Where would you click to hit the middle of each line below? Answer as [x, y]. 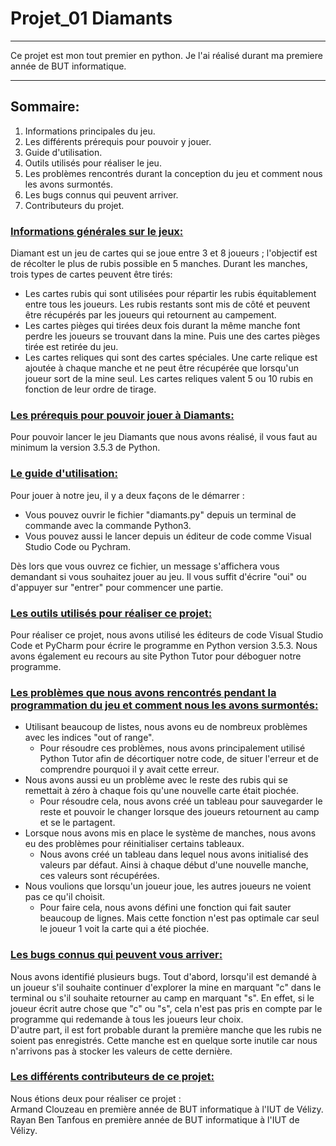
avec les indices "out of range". [89, 738]
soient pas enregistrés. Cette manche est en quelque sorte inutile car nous [164, 1040]
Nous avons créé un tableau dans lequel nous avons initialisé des [174, 854]
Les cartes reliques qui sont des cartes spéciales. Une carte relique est [171, 358]
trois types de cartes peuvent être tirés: [91, 274]
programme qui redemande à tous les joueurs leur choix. [127, 1019]
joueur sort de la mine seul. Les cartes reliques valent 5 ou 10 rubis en [169, 379]
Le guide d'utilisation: [64, 474]
